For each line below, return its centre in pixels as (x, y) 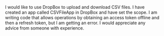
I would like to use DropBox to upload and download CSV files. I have (75, 7)
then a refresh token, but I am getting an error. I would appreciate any (75, 23)
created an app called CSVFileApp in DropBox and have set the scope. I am (81, 12)
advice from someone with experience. (45, 28)
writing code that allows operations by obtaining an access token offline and (82, 18)
